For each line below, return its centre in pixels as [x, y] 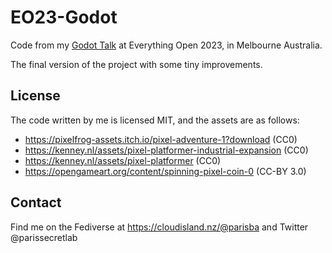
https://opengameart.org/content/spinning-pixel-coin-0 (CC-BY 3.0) [165, 171]
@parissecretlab [44, 237]
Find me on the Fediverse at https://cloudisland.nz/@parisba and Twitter [159, 227]
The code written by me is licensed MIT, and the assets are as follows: [155, 120]
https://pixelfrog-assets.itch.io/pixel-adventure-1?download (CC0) [161, 139]
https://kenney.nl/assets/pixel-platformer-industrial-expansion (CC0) [166, 150]
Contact [36, 202]
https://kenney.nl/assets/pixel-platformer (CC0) [123, 160]
